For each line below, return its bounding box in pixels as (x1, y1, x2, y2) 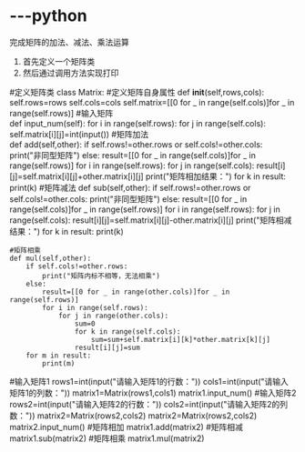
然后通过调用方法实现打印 (22, 67, 119, 78)
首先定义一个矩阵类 (22, 55, 96, 66)
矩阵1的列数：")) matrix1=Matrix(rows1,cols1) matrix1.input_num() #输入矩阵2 (9, 387, 297, 398)
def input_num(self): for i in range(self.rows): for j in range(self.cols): (9, 117, 267, 128)
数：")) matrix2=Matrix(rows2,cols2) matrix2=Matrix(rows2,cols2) (9, 410, 258, 421)
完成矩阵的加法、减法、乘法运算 (9, 36, 129, 47)
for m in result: (25, 351, 92, 360)
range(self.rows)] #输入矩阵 (9, 107, 114, 118)
